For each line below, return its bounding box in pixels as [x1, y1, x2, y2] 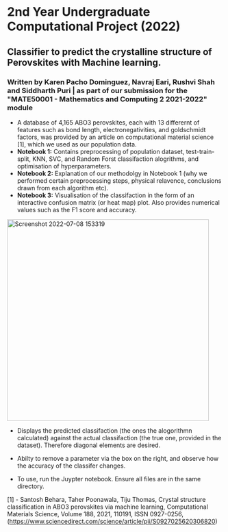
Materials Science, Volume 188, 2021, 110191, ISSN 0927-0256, [7, 509, 183, 518]
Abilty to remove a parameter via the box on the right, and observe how [16, 454, 219, 462]
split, [16, 155, 31, 163]
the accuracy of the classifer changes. [16, 461, 126, 470]
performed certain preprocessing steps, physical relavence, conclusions [16, 176, 222, 185]
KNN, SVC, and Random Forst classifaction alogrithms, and [32, 155, 199, 163]
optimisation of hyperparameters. [16, 162, 112, 170]
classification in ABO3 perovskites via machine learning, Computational [7, 503, 209, 511]
